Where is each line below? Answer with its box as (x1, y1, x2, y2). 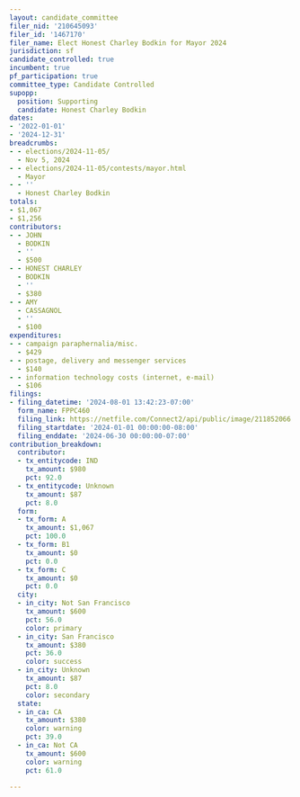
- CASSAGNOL (17, 306, 63, 315)
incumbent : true (9, 64, 70, 73)
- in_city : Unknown (17, 666, 91, 675)
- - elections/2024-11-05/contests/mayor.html (9, 164, 187, 173)
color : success (25, 658, 83, 667)
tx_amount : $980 (25, 465, 87, 474)
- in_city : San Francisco (17, 631, 115, 641)
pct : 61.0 (25, 766, 63, 775)
